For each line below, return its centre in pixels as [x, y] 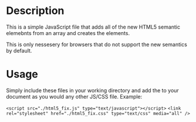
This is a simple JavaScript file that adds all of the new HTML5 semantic [93, 27]
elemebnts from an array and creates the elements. [68, 33]
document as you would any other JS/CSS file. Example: [74, 96]
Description [35, 11]
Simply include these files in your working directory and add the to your [92, 90]
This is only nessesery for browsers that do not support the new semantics [97, 44]
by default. [19, 50]
